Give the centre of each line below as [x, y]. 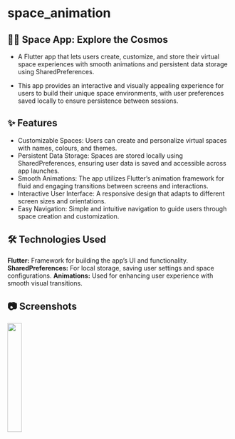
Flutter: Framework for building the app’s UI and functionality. [98, 260]
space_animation [59, 13]
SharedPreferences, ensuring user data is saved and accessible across [122, 163]
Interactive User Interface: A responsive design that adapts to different [121, 193]
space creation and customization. [68, 216]
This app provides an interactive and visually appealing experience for [121, 86]
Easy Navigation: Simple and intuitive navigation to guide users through [122, 208]
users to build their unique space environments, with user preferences [121, 93]
